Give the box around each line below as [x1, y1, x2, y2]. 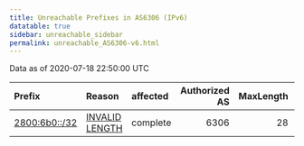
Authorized [180, 85, 230, 97]
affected [130, 90, 169, 103]
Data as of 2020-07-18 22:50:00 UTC [9, 63, 149, 74]
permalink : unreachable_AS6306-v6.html [9, 38, 160, 48]
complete [130, 116, 172, 129]
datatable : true [9, 22, 71, 31]
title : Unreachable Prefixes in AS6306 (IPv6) [9, 13, 188, 23]
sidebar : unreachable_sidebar [9, 30, 124, 39]
